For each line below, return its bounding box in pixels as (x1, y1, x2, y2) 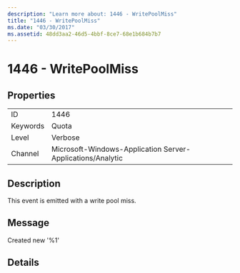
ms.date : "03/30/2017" (7, 24, 75, 31)
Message (7, 217, 50, 229)
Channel (11, 149, 39, 159)
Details (7, 257, 39, 269)
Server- (163, 144, 191, 154)
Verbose (51, 133, 80, 143)
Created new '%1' (7, 236, 59, 244)
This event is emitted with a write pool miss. (7, 197, 137, 205)
